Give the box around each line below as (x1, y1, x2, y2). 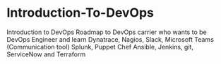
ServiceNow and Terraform (6, 50, 86, 58)
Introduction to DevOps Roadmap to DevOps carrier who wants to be (6, 28, 207, 36)
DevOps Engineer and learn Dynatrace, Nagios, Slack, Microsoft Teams (6, 35, 215, 43)
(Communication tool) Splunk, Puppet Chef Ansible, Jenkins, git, (6, 42, 193, 51)
